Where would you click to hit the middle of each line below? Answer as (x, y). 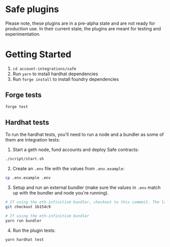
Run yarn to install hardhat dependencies (55, 74)
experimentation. (23, 34)
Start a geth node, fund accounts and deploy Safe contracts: (76, 150)
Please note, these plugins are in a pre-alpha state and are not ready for (80, 23)
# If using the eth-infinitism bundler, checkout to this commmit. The (82, 202)
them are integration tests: (33, 140)
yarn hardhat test (25, 239)
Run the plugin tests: (34, 230)
